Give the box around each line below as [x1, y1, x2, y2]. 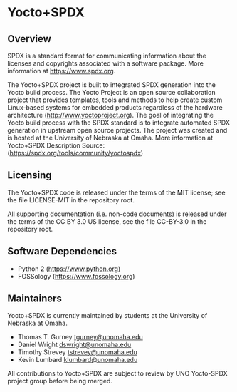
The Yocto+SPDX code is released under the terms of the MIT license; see [7, 188, 226, 197]
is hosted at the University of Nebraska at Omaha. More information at [7, 133, 214, 142]
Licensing [7, 169, 52, 182]
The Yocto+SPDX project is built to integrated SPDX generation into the [7, 81, 216, 89]
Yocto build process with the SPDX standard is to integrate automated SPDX [7, 118, 230, 127]
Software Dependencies [7, 245, 117, 257]
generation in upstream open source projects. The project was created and [7, 126, 228, 134]
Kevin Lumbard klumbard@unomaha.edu [17, 356, 138, 364]
